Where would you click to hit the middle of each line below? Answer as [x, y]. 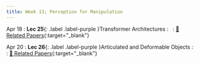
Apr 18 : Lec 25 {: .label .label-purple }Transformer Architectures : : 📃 [93, 29]
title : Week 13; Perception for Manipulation [64, 12]
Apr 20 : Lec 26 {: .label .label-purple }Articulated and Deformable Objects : [100, 47]
